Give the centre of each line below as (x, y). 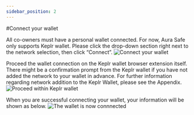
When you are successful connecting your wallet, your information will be (95, 100)
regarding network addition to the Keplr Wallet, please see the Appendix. (94, 82)
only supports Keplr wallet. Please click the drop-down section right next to (97, 46)
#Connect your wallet (32, 28)
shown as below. (26, 106)
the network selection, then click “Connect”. (59, 52)
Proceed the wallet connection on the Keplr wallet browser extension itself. (97, 63)
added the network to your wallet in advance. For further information (89, 76)
